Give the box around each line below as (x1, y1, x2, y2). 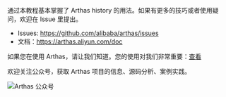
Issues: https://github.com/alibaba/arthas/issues (17, 29, 159, 37)
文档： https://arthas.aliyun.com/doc (17, 37, 123, 46)
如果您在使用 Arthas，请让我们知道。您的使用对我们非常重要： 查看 (7, 52, 202, 60)
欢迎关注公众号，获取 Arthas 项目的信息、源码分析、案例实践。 (7, 67, 191, 75)
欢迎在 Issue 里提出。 (19, 15, 83, 23)
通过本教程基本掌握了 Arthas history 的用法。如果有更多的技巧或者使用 (7, 6, 213, 14)
